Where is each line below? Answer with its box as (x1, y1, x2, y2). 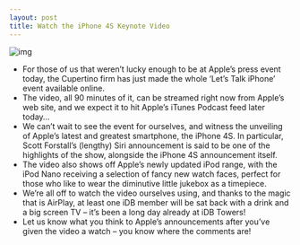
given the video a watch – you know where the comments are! (21, 225, 252, 236)
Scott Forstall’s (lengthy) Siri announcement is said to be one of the (21, 140, 270, 151)
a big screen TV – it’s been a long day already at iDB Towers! (21, 206, 246, 217)
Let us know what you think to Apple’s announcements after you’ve (21, 216, 270, 227)
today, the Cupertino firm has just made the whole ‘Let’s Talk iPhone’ (21, 73, 276, 83)
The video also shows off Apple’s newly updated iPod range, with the (21, 159, 278, 170)
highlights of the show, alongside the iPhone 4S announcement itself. (21, 149, 278, 160)
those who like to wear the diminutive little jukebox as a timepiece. (21, 178, 267, 188)
